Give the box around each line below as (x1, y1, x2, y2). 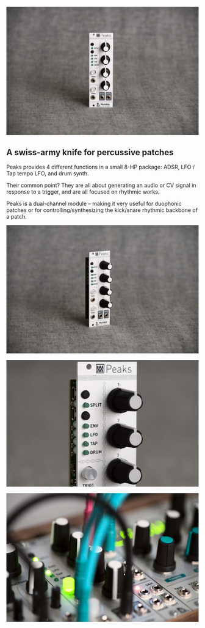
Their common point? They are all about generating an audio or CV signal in (6, 181, 196, 189)
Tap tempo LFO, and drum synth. (6, 169, 89, 177)
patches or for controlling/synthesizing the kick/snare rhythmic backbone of (6, 206, 198, 214)
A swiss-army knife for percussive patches (6, 147, 174, 158)
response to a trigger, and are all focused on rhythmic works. (6, 188, 160, 195)
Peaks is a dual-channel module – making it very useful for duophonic (6, 200, 182, 207)
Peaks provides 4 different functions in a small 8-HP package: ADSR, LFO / (6, 163, 195, 170)
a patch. (6, 213, 27, 220)
